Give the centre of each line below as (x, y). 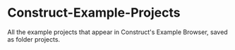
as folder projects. (34, 39)
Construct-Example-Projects (94, 13)
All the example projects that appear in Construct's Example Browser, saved (117, 32)
